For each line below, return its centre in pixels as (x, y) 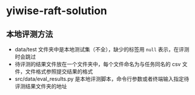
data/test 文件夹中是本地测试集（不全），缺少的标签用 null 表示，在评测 (102, 49)
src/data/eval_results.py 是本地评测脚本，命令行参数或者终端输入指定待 (102, 79)
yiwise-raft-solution (57, 11)
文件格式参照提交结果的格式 (59, 71)
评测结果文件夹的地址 (41, 86)
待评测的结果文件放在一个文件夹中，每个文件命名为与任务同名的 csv (97, 64)
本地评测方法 (30, 34)
